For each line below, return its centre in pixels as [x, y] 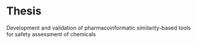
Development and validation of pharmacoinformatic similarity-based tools [99, 28]
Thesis [24, 11]
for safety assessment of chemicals [51, 34]
